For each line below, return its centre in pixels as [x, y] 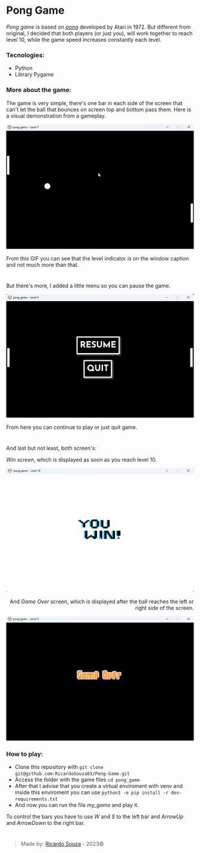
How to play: [25, 754]
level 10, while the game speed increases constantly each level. [84, 39]
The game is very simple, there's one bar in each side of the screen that [94, 103]
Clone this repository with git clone [59, 767]
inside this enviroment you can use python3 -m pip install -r [91, 792]
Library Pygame [34, 75]
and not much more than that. [43, 265]
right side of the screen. [164, 607]
